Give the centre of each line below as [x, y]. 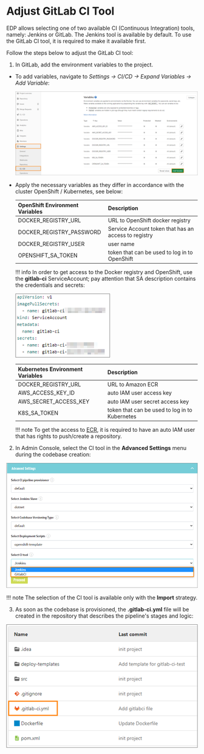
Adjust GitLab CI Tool [60, 11]
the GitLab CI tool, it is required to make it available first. [76, 41]
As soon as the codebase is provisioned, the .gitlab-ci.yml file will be [102, 610]
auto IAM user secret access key [148, 401]
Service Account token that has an [151, 229]
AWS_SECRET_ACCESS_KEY [54, 401]
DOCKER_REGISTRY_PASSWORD [59, 232]
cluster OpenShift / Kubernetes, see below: [69, 192]
